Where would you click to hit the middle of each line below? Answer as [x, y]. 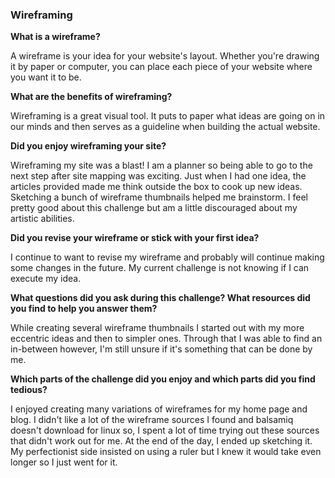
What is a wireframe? [55, 37]
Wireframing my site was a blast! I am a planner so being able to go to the [161, 165]
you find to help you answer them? [84, 309]
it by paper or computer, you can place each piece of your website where [161, 67]
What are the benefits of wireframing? [91, 97]
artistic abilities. [42, 219]
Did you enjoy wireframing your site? [88, 146]
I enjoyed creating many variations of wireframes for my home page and [159, 409]
